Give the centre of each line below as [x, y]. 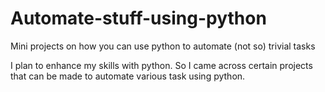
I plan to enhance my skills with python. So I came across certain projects [161, 65]
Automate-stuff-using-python [138, 18]
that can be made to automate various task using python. [128, 76]
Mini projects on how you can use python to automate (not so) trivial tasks [163, 46]
